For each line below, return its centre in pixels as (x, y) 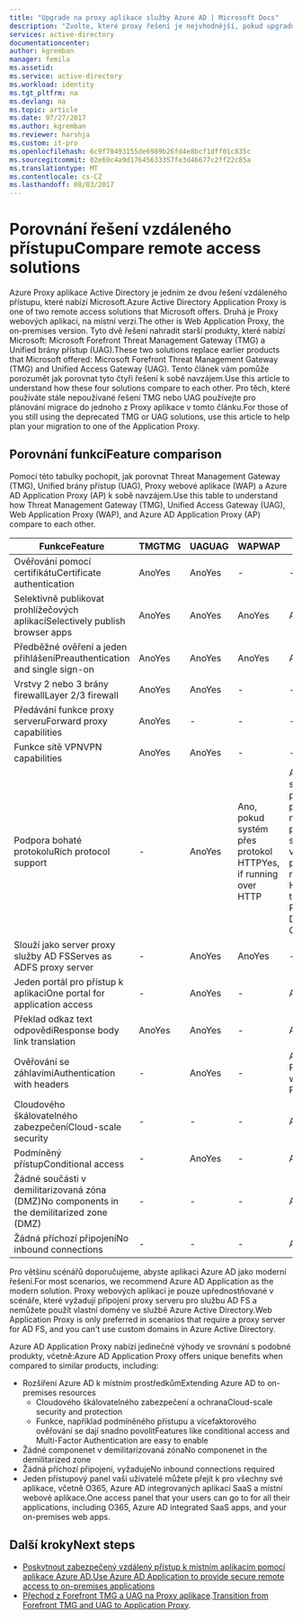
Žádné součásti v (50, 1178)
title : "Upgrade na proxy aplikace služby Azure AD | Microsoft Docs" (144, 18)
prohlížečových (46, 610)
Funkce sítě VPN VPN (58, 747)
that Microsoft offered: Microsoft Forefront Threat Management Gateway (144, 360)
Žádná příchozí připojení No (71, 1238)
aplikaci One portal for (59, 993)
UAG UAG (209, 546)
